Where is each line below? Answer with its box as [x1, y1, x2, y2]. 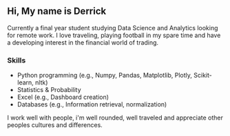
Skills [7, 55, 26, 65]
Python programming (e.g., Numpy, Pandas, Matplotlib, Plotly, [17, 71, 193, 80]
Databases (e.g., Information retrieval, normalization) [17, 100, 167, 109]
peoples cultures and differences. [7, 121, 103, 129]
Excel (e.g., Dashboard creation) [17, 93, 109, 102]
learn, [17, 78, 34, 87]
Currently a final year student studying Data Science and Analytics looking [7, 23, 218, 32]
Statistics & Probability [17, 86, 81, 94]
